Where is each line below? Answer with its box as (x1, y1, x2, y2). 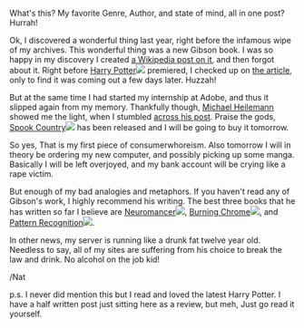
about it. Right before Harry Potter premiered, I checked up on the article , (9, 65, 292, 75)
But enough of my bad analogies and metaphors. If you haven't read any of (9, 186, 290, 197)
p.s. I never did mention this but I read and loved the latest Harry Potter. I (9, 289, 281, 300)
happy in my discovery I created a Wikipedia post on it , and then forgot (9, 54, 275, 64)
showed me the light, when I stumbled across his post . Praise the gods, (9, 111, 276, 121)
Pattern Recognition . (9, 217, 95, 227)
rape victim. (9, 169, 54, 179)
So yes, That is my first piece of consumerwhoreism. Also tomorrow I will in (9, 140, 291, 150)
